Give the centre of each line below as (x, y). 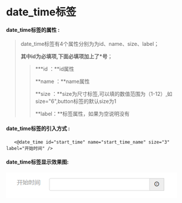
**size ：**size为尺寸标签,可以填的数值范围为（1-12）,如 (104, 94)
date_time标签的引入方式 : (38, 128)
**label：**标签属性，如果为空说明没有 (82, 114)
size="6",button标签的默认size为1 (76, 101)
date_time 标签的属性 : (33, 29)
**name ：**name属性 (62, 81)
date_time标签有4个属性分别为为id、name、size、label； (90, 44)
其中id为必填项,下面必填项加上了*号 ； (67, 56)
